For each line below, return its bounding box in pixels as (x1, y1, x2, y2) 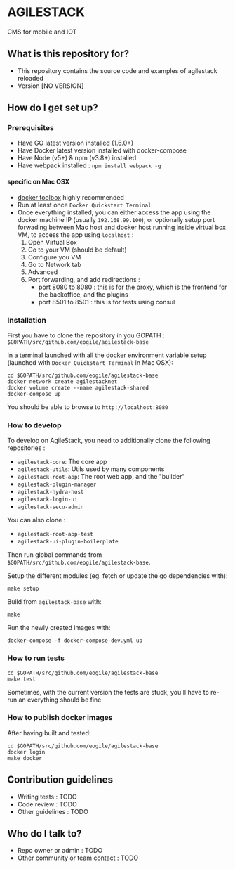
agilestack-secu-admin (17, 503, 84, 510)
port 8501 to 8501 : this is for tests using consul (38, 297, 175, 306)
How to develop (7, 420, 62, 430)
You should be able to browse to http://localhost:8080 (7, 402, 168, 411)
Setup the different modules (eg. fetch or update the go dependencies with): (7, 572, 228, 580)
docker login (7, 748, 46, 756)
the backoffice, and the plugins (38, 290, 128, 299)
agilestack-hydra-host (17, 489, 84, 496)
